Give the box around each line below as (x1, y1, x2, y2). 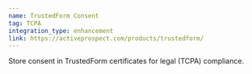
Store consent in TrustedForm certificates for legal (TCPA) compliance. (8, 56, 245, 66)
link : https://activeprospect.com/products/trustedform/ (8, 34, 204, 43)
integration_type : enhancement (8, 27, 114, 35)
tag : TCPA (8, 19, 42, 27)
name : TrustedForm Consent (8, 11, 99, 20)
